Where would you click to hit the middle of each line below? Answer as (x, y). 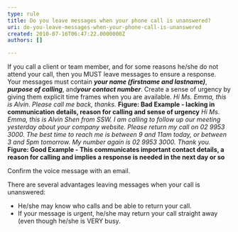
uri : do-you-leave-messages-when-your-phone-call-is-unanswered (104, 27)
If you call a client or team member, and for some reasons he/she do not (113, 67)
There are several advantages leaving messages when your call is (104, 184)
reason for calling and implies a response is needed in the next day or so (116, 158)
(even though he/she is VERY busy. (69, 221)
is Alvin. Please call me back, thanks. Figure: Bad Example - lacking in (111, 104)
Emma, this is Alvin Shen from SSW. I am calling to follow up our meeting (114, 120)
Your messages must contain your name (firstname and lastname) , (107, 82)
